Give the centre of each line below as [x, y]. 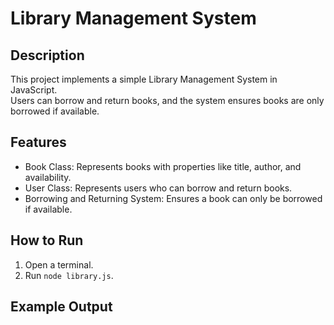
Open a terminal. [59, 264]
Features [38, 142]
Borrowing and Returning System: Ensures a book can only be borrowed [173, 198]
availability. [48, 177]
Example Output [61, 307]
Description [47, 55]
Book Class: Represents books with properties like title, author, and [163, 166]
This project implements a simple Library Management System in [144, 79]
